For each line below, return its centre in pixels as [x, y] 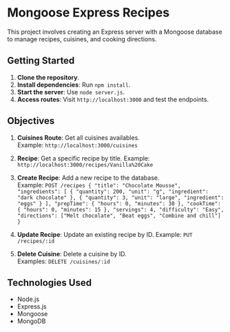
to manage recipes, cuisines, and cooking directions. [82, 39]
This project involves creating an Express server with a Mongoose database [115, 32]
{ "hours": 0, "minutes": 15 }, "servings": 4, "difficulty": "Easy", [121, 209]
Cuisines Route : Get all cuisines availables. [78, 137]
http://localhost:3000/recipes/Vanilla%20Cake [85, 165]
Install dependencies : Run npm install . [74, 85]
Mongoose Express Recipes [88, 13]
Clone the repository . [48, 77]
